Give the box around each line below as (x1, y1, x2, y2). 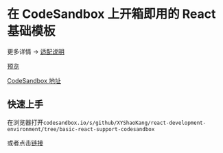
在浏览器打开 (7, 118, 43, 126)
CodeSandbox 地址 (7, 76, 62, 84)
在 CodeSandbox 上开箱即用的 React (7, 6, 216, 22)
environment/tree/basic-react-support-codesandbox (7, 126, 155, 132)
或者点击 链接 (7, 139, 43, 147)
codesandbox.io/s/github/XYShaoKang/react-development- (43, 119, 207, 126)
